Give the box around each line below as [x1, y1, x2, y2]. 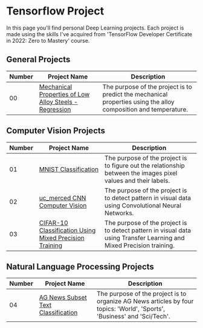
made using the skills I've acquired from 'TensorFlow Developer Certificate [6, 30, 192, 37]
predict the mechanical [102, 90, 168, 98]
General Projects [6, 54, 71, 65]
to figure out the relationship [105, 161, 185, 169]
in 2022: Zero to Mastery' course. [6, 37, 90, 44]
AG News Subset [39, 294, 88, 302]
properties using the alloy [102, 98, 175, 106]
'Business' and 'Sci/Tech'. [96, 312, 170, 321]
